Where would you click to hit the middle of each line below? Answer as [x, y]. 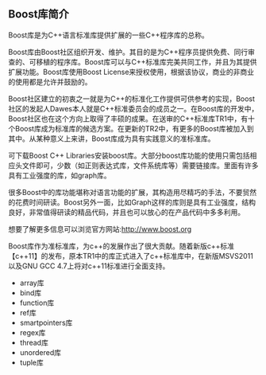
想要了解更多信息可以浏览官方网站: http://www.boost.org [100, 229]
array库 [32, 283]
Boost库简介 [39, 14]
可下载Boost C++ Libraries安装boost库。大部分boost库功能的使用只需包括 [129, 155]
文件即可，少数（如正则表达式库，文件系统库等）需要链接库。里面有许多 [140, 165]
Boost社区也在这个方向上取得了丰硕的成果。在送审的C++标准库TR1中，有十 [132, 119]
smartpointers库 [46, 322]
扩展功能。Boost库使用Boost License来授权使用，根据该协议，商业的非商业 [131, 72]
